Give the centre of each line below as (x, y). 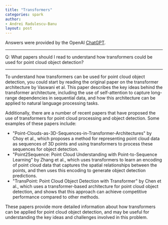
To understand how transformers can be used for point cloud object (75, 77)
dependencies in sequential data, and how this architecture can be (87, 98)
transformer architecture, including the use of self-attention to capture (77, 92)
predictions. (25, 176)
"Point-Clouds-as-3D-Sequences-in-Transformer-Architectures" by (82, 133)
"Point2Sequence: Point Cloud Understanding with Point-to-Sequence (85, 154)
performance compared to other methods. (56, 197)
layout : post (19, 28)
